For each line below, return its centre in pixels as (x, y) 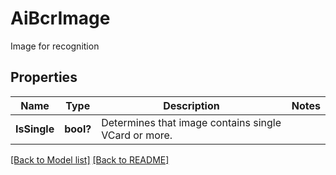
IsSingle (35, 129)
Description (191, 105)
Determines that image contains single (191, 122)
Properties (44, 77)
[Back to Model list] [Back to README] (90, 159)
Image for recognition (55, 46)
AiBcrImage (60, 18)
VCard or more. (137, 135)
